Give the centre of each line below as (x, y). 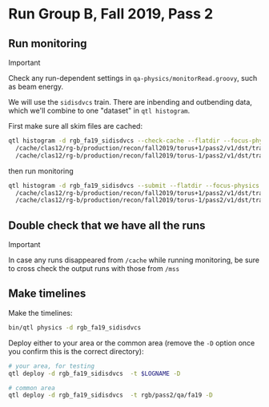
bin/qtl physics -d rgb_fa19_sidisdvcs (75, 327)
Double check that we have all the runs (107, 225)
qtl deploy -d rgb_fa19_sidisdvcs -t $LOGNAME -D (94, 373)
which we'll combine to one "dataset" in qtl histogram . (99, 110)
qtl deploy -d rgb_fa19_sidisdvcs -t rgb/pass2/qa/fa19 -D (111, 395)
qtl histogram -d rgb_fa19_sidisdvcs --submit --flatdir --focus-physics (134, 186)
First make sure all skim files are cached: (75, 126)
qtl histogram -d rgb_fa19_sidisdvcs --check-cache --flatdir (114, 141)
